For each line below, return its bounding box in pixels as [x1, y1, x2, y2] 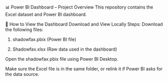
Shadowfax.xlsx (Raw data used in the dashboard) [12, 46, 118, 52]
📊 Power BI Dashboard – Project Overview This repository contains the [5, 4, 153, 10]
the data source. [5, 71, 39, 77]
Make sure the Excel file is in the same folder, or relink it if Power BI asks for [5, 66, 163, 72]
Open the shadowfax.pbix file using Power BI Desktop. [5, 56, 119, 62]
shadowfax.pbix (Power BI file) [12, 36, 77, 42]
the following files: [5, 27, 44, 32]
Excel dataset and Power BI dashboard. [5, 12, 87, 17]
